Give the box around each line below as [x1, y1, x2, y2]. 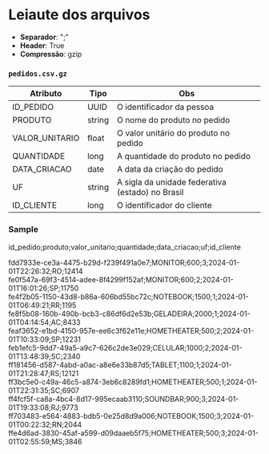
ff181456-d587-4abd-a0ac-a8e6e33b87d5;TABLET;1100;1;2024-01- [8, 359, 232, 370]
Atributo [30, 88, 62, 99]
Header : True [19, 40, 65, 50]
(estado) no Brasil [116, 187, 184, 198]
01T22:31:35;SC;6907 [8, 385, 80, 395]
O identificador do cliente [116, 200, 212, 211]
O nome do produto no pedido [116, 115, 231, 126]
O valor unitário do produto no [116, 128, 231, 139]
